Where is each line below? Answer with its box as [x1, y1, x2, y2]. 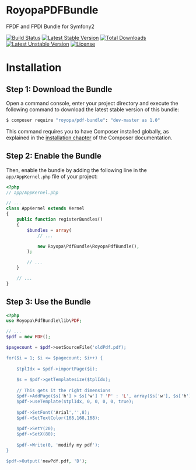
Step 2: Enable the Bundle [6, 151, 102, 161]
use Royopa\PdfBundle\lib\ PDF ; [6, 318, 82, 324]
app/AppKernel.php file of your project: [6, 173, 98, 180]
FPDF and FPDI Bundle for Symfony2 [6, 23, 95, 30]
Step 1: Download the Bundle [6, 84, 113, 94]
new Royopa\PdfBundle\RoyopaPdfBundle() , [37, 243, 140, 249]
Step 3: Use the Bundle [6, 297, 91, 307]
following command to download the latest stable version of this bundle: [6, 106, 180, 113]
